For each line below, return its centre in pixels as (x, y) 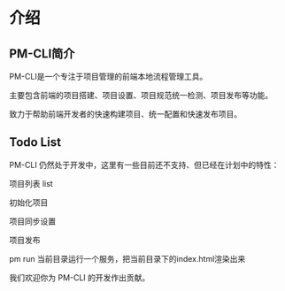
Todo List (35, 142)
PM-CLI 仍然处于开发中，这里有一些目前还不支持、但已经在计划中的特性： (144, 165)
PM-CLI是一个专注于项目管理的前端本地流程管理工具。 (108, 77)
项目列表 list (31, 183)
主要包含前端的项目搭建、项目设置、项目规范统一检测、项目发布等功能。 (141, 95)
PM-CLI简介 (42, 54)
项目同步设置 (32, 221)
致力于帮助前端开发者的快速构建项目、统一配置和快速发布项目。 (125, 114)
